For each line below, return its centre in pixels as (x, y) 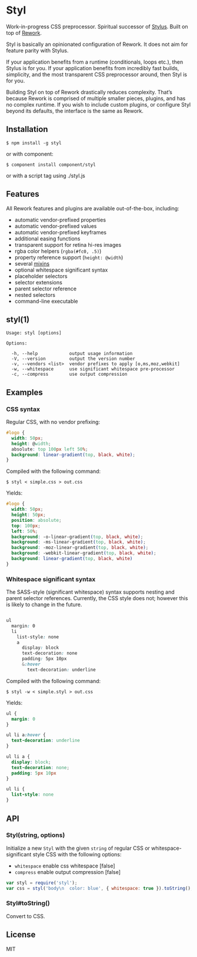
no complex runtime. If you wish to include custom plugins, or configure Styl (98, 104)
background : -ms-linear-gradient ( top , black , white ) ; (79, 542)
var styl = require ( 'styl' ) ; (42, 883)
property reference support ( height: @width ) (69, 257)
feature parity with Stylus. (37, 50)
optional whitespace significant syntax (61, 270)
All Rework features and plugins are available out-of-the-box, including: (93, 208)
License (21, 935)
